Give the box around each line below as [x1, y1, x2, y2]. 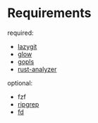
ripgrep [17, 100, 39, 108]
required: [7, 28, 34, 37]
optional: [7, 78, 33, 87]
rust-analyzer [17, 65, 57, 73]
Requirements [7, 5, 92, 21]
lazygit [17, 42, 37, 50]
